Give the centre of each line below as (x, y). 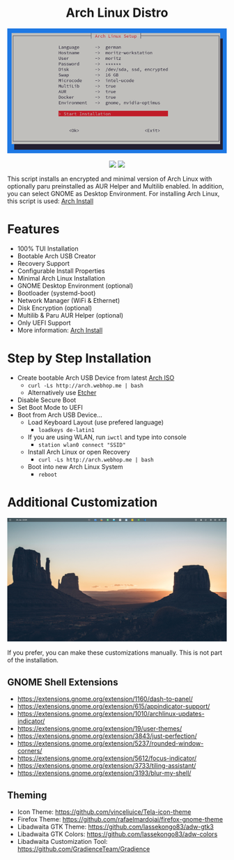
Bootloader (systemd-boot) (56, 293)
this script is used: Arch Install (50, 201)
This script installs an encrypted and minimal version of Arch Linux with (110, 179)
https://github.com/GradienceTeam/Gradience (84, 849)
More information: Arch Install (60, 330)
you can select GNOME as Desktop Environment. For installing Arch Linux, (114, 194)
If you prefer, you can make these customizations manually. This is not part (115, 653)
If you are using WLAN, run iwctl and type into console (107, 437)
